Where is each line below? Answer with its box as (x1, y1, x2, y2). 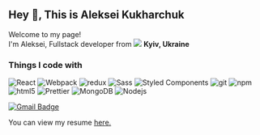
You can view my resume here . (8, 118, 112, 128)
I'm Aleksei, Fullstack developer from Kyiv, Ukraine (8, 39, 190, 49)
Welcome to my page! (8, 29, 82, 39)
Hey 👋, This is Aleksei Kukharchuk (8, 8, 185, 22)
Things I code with (8, 59, 83, 70)
